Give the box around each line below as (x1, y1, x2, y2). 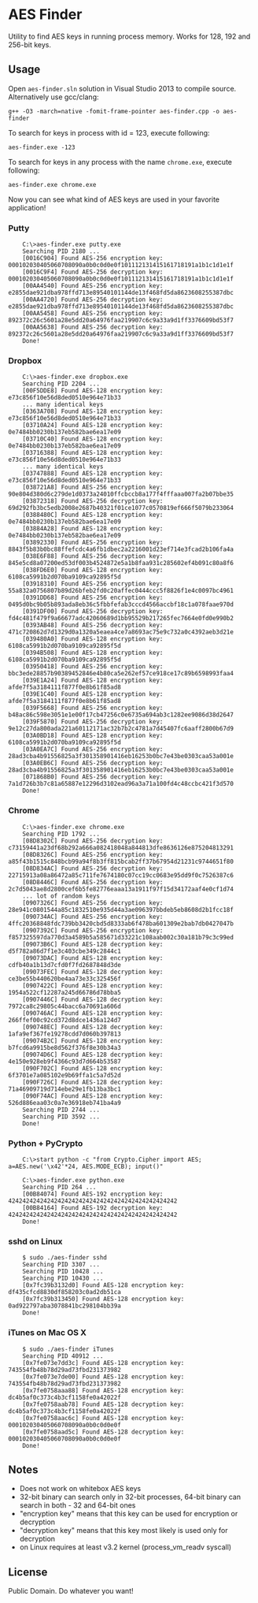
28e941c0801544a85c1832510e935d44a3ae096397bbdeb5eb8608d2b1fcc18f (8, 906, 234, 913)
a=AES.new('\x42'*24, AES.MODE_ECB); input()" (8, 1162, 164, 1170)
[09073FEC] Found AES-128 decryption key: (22, 968, 164, 976)
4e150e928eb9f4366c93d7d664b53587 (8, 1058, 122, 1066)
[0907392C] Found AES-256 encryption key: (22, 926, 164, 935)
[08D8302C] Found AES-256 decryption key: (22, 837, 164, 845)
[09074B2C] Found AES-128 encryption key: (22, 1036, 164, 1045)
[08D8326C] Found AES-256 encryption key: (22, 850, 164, 858)
